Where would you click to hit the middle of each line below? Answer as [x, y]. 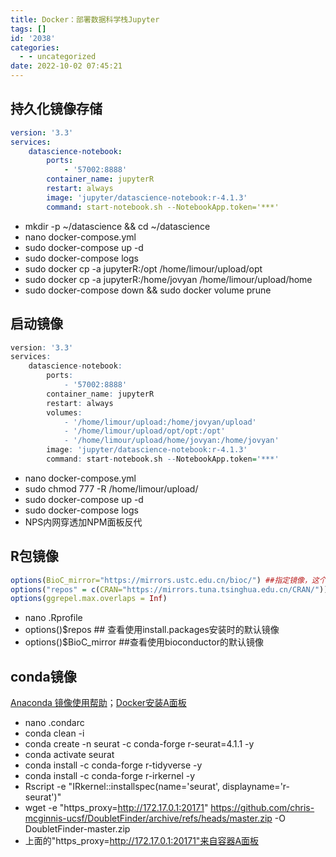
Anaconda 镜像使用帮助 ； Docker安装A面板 [98, 703]
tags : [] [28, 29]
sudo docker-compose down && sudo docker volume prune [148, 290]
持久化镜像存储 [56, 109]
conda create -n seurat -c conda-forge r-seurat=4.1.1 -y [139, 744]
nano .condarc [54, 723]
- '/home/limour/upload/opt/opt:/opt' [144, 431]
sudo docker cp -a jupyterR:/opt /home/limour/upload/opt [143, 268]
